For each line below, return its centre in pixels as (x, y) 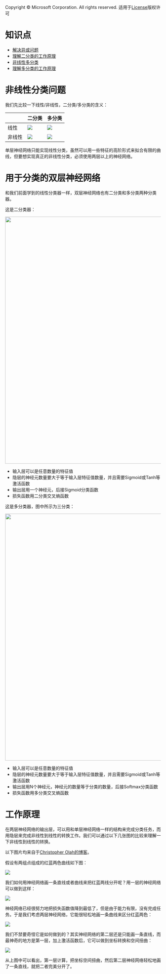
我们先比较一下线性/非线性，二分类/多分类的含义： (57, 105)
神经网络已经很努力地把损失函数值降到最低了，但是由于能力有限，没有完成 (81, 908)
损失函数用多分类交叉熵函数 (41, 793)
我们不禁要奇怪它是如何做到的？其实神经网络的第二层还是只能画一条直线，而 (83, 934)
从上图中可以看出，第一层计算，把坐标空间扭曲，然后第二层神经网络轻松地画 (83, 960)
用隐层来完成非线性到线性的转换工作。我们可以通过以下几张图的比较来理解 (81, 835)
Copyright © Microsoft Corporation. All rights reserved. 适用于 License (76, 7)
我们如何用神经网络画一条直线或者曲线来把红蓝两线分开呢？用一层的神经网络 (83, 882)
